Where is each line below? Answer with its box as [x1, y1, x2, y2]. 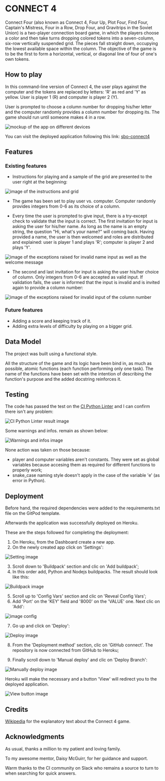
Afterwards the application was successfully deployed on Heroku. [5, 520, 139, 526]
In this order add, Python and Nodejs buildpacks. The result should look [12, 569, 158, 575]
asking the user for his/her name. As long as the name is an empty [12, 224, 147, 230]
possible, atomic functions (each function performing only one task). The [5, 366, 154, 371]
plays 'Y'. [12, 244, 31, 250]
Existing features [5, 163, 47, 170]
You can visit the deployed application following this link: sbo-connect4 [5, 133, 150, 139]
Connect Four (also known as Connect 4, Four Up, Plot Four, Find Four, [5, 19, 149, 25]
